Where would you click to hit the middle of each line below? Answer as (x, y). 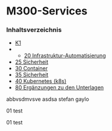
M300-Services (47, 11)
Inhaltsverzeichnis (34, 30)
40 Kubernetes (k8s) (41, 81)
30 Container (31, 69)
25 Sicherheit (32, 62)
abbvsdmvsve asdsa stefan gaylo (48, 99)
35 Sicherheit (32, 75)
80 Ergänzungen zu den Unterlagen (59, 88)
